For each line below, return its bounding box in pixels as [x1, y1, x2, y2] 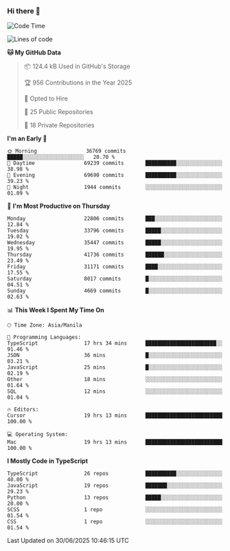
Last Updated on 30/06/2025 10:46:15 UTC [7, 537, 129, 545]
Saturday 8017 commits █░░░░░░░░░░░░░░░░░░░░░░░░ [7, 275, 223, 283]
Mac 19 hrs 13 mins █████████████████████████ [7, 439, 223, 446]
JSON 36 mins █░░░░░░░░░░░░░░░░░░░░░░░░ [7, 352, 223, 359]
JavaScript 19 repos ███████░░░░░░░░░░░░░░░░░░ [7, 482, 223, 489]
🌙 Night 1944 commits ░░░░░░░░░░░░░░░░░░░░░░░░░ [7, 184, 223, 191]
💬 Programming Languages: [7, 334, 81, 341]
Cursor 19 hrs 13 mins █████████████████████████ [7, 412, 223, 419]
